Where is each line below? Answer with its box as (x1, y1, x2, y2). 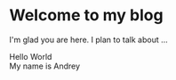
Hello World (9, 51, 52, 62)
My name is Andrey (9, 61, 81, 71)
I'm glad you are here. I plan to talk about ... (9, 34, 169, 45)
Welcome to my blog (9, 5, 164, 25)
